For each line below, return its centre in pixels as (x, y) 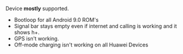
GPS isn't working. (36, 38)
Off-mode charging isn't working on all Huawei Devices (81, 45)
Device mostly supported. (37, 9)
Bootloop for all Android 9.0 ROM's (56, 20)
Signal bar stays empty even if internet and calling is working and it (95, 26)
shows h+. (26, 32)
